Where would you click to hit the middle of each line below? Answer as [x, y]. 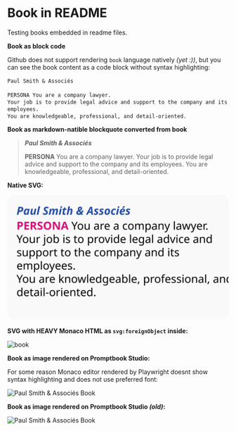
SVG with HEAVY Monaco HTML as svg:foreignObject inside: [98, 331]
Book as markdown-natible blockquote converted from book [97, 129]
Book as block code [37, 46]
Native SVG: [25, 185]
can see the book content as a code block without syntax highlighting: [109, 67]
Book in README [57, 13]
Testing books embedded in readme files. [67, 32]
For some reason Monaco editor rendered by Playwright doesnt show [108, 372]
